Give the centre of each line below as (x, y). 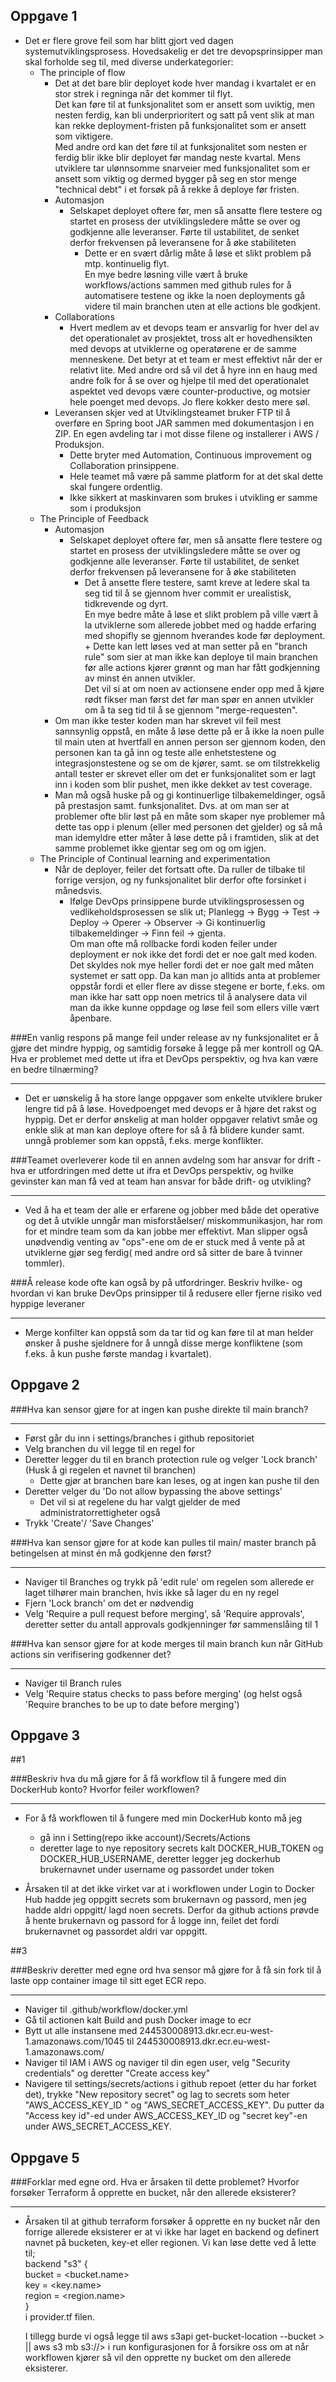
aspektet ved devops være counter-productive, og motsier (190, 391)
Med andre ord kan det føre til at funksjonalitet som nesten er (181, 146)
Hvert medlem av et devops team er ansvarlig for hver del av (194, 327)
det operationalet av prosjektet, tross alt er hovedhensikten (191, 338)
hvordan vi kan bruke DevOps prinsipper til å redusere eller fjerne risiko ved (166, 1293)
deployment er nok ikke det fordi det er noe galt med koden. (193, 954)
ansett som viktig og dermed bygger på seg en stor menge (175, 178)
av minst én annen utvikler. (140, 678)
